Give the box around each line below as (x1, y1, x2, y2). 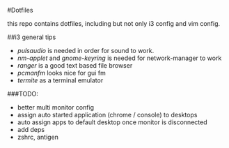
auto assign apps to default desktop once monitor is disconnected (17, 118, 207, 126)
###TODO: (7, 90, 38, 98)
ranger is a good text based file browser (17, 61, 133, 69)
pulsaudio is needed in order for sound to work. (17, 47, 155, 54)
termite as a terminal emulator (17, 76, 104, 84)
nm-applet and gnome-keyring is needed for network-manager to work (17, 54, 222, 62)
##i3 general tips (7, 33, 56, 41)
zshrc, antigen (17, 133, 59, 141)
